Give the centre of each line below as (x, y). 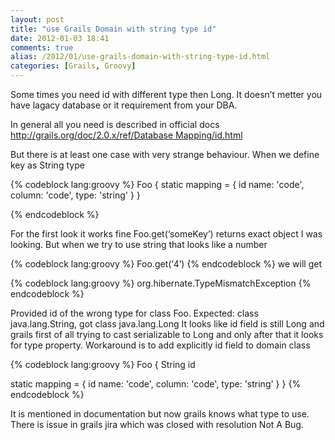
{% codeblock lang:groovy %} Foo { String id (103, 364)
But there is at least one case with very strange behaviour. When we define (165, 154)
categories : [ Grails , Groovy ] (73, 66)
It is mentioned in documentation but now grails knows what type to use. (160, 414)
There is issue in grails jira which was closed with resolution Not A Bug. (157, 424)
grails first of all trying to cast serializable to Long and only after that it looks (167, 334)
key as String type (47, 165)
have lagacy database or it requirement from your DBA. (124, 105)
